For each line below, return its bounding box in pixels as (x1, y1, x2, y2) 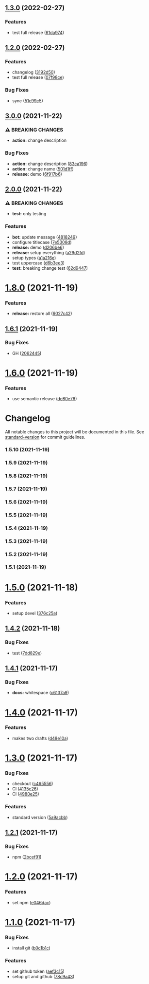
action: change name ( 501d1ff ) (12, 166, 74, 172)
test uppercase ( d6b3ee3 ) (12, 260, 65, 266)
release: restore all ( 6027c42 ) (12, 311, 72, 316)
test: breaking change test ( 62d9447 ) (12, 265, 88, 271)
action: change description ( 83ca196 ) (12, 161, 88, 167)
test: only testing (12, 211, 47, 217)
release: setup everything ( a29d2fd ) (12, 249, 85, 255)
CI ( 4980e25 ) (12, 791, 40, 797)
